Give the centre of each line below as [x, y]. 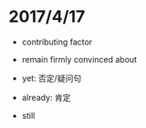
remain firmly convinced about [79, 59]
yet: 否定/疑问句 [52, 78]
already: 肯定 [46, 97]
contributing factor [57, 42]
